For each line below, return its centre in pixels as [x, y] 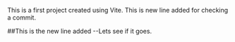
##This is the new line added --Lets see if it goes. [80, 31]
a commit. [22, 17]
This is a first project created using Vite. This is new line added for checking [118, 10]
